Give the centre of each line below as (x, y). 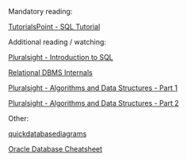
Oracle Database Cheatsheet (55, 149)
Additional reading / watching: (57, 42)
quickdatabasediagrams (48, 134)
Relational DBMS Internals (50, 73)
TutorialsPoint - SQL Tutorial (54, 26)
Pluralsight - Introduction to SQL (61, 57)
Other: (19, 118)
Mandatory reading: (40, 11)
